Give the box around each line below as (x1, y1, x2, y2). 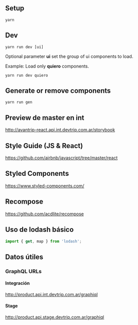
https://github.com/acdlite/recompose (5, 211, 84, 217)
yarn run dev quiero (5, 73, 49, 78)
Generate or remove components (5, 87, 111, 95)
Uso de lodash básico (5, 225, 74, 234)
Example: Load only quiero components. (5, 63, 89, 69)
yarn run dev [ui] (5, 44, 44, 49)
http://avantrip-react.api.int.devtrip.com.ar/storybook (5, 127, 115, 133)
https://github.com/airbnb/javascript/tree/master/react (5, 155, 118, 161)
